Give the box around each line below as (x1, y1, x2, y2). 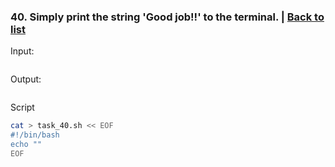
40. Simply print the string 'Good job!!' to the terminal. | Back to (10, 10, 325, 24)
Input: (10, 45, 35, 57)
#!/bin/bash (10, 130, 60, 140)
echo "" (10, 140, 43, 150)
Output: (10, 73, 42, 85)
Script (10, 101, 35, 114)
